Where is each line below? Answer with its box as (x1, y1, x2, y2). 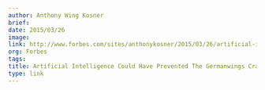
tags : (8, 56, 26, 63)
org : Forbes (8, 48, 47, 56)
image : (8, 33, 30, 41)
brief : (8, 19, 30, 27)
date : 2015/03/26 (8, 26, 65, 34)
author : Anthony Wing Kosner (8, 11, 104, 20)
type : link (8, 70, 44, 77)
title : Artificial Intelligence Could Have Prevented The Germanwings (8, 63, 245, 70)
